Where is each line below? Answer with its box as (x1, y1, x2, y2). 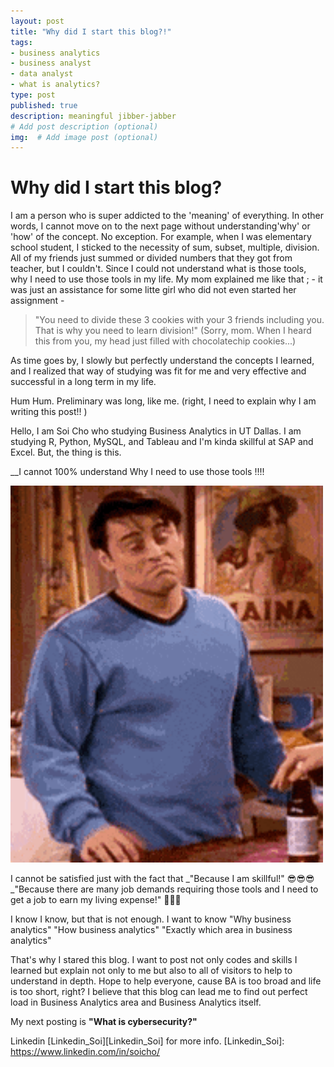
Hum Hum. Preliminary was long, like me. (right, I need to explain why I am (10, 395, 317, 407)
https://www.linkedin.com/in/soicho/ (10, 1045, 161, 1057)
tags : (10, 37, 33, 47)
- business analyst (10, 58, 92, 69)
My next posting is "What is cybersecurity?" (10, 1015, 198, 1027)
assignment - (10, 295, 65, 307)
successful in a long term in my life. (10, 376, 157, 388)
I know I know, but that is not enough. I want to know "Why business (10, 913, 292, 925)
